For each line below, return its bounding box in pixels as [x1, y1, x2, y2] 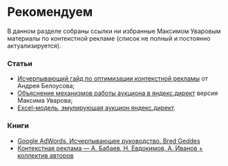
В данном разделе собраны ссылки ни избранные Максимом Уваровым [7, 27, 221, 35]
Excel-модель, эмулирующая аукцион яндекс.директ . [17, 104, 176, 112]
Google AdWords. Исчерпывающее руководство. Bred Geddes [17, 136, 200, 145]
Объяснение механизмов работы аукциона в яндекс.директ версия [17, 89, 218, 97]
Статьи [7, 59, 33, 68]
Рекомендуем [7, 4, 93, 20]
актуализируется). [7, 41, 61, 50]
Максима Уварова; [17, 96, 73, 105]
